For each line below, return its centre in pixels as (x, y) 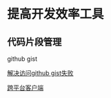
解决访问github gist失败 (40, 73)
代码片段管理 (34, 42)
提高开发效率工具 (56, 14)
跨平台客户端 (25, 88)
